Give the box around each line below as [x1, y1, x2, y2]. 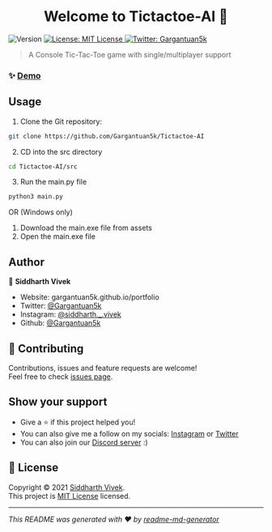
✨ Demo [8, 70, 41, 81]
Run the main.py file [19, 177, 87, 187]
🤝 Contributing [8, 342, 84, 355]
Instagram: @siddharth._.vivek [19, 309, 121, 319]
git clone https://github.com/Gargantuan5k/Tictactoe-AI [8, 132, 205, 140]
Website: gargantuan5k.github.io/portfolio [19, 292, 159, 302]
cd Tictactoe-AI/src [8, 162, 79, 171]
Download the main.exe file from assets [19, 223, 152, 233]
